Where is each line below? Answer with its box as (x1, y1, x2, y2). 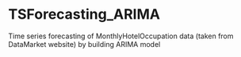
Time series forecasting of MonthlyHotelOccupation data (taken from (8, 31, 234, 41)
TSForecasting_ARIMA (8, 5, 161, 23)
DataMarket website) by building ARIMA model (8, 39, 161, 48)
